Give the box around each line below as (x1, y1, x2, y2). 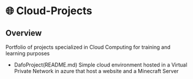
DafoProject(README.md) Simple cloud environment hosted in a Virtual (14, 61, 188, 68)
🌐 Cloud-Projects (5, 4, 92, 18)
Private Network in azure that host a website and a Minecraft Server (14, 68, 179, 74)
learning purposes (5, 50, 50, 57)
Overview (5, 28, 42, 38)
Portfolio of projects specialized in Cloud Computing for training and (5, 44, 171, 51)
